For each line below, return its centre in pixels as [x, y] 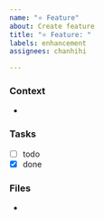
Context [28, 91]
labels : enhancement [48, 43]
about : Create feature [52, 26]
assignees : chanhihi [48, 52]
